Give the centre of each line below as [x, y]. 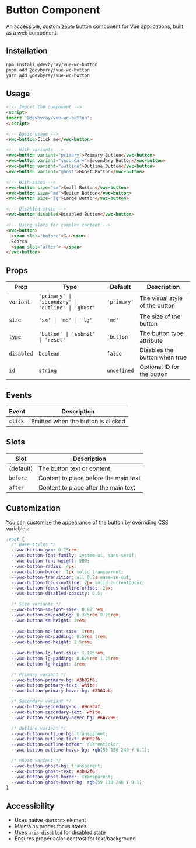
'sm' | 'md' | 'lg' [66, 320]
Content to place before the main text [90, 478]
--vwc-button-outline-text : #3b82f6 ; [57, 739]
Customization [34, 509]
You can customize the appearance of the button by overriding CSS [87, 522]
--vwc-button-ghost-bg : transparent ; [57, 766]
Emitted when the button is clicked [78, 421]
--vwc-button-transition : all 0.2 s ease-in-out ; [71, 577]
